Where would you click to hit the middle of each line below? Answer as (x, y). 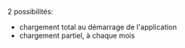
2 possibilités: (31, 12)
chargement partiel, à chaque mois (77, 36)
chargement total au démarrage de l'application (98, 27)
